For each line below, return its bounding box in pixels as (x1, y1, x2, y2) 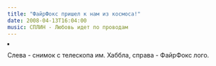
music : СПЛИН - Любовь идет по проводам (7, 23, 129, 31)
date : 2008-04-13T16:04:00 (7, 17, 87, 24)
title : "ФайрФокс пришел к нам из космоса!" (7, 10, 141, 18)
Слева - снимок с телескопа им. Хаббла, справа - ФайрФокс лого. (7, 51, 210, 60)
